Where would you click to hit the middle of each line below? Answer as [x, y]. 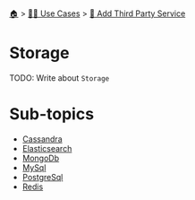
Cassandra [42, 139]
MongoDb [41, 158]
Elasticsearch [47, 148]
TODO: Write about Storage [59, 78]
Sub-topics [52, 114]
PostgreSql [42, 177]
